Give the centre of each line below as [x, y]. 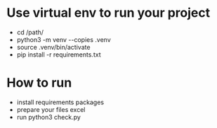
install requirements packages [60, 102]
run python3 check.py [49, 117]
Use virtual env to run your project [108, 13]
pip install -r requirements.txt [59, 55]
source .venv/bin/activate [53, 47]
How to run [39, 83]
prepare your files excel [51, 109]
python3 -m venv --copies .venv [64, 39]
